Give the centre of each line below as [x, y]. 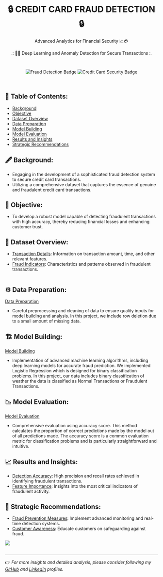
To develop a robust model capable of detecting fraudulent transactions [84, 217]
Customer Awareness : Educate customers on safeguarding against [79, 529]
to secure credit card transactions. [47, 179]
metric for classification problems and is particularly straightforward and [84, 441]
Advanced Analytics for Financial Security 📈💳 [81, 41]
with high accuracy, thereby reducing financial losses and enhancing [81, 222]
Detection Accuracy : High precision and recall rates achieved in [75, 476]
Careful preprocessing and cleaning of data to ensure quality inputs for [83, 311]
